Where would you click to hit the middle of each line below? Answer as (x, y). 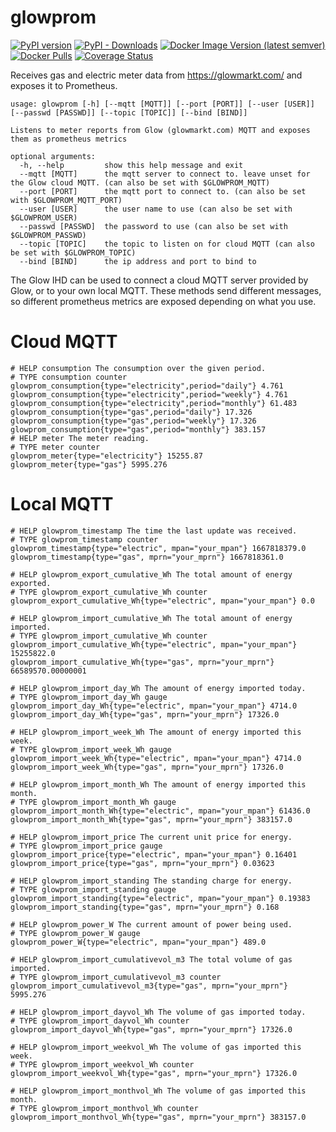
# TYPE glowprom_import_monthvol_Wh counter (104, 1108)
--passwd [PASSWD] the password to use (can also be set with (153, 226)
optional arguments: (53, 156)
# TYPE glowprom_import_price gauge (86, 846)
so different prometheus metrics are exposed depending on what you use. (163, 301)
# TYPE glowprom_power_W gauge (75, 933)
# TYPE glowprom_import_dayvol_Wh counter (100, 1021)
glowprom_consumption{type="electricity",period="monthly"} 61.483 (154, 403)
